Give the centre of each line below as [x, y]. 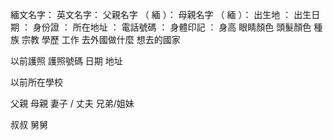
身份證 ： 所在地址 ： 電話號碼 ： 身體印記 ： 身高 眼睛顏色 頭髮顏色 [172, 27]
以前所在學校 [36, 82]
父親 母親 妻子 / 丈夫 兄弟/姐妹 [72, 103]
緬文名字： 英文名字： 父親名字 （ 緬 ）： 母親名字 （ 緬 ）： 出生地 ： [151, 14]
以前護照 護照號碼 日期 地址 [66, 61]
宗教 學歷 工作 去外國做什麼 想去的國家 [101, 39]
